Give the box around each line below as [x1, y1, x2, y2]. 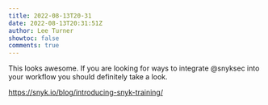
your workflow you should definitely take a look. [8, 72, 168, 82]
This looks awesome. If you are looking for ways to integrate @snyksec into [8, 63, 260, 73]
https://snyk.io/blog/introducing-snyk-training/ [8, 87, 164, 97]
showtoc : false [8, 34, 60, 42]
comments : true [8, 42, 60, 50]
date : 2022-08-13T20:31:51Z [8, 19, 103, 27]
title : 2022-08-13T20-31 [8, 11, 92, 20]
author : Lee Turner [8, 26, 74, 34]
